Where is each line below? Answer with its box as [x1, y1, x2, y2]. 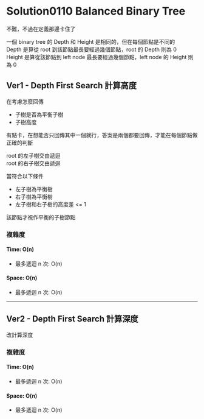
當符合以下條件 [6, 172, 44, 180]
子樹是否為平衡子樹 [15, 111, 64, 118]
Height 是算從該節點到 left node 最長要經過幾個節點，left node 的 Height [6, 53, 187, 60]
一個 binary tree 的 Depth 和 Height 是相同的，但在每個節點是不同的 [6, 38, 175, 45]
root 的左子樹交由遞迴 [6, 152, 61, 159]
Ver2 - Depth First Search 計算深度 [6, 314, 138, 324]
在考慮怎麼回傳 [6, 97, 44, 105]
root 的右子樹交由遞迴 [6, 160, 61, 167]
